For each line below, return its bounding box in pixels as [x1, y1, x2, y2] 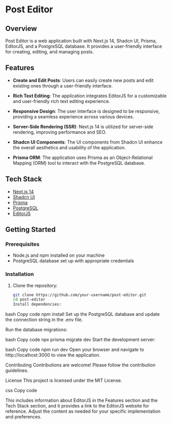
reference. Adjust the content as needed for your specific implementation [5, 408, 161, 415]
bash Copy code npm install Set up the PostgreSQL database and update [5, 311, 160, 317]
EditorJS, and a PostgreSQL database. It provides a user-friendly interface [5, 43, 162, 49]
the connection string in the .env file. [5, 316, 83, 323]
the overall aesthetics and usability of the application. [12, 144, 126, 150]
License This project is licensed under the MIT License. [5, 377, 122, 384]
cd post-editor [12, 297, 46, 302]
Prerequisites [5, 240, 40, 247]
